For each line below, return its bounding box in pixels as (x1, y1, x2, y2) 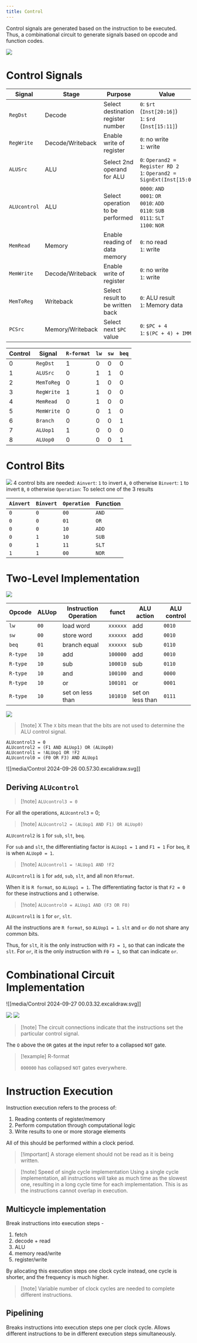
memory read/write (14, 1250, 62, 1257)
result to (103, 293, 127, 302)
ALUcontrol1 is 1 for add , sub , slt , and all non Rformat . (6, 872, 135, 879)
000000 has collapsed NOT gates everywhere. (20, 1064, 127, 1071)
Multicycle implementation (6, 1204, 107, 1214)
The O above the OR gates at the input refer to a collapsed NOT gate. (6, 1041, 167, 1048)
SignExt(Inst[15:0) (140, 176, 195, 183)
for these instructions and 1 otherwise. (6, 890, 100, 897)
